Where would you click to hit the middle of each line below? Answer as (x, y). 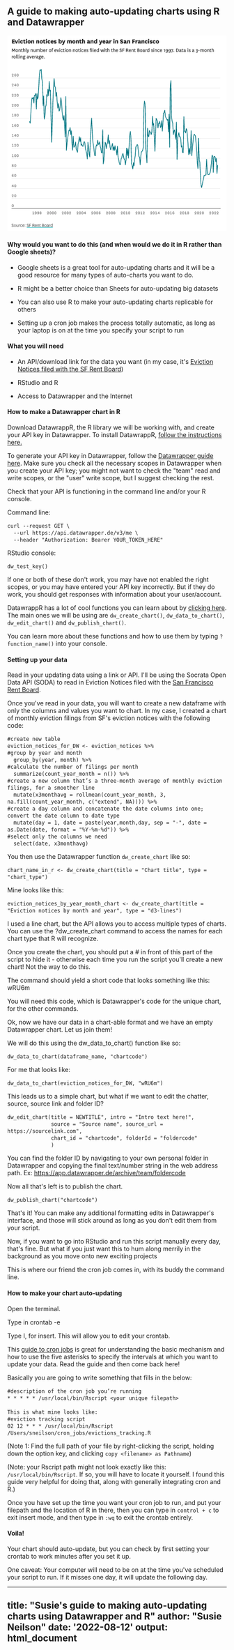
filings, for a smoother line (51, 788)
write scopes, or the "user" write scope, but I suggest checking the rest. (111, 478)
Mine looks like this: (36, 890)
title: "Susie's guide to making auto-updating (107, 1606)
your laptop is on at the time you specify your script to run (101, 330)
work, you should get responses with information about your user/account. (115, 595)
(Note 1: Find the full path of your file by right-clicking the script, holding (111, 1446)
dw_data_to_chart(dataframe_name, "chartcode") (78, 1057)
